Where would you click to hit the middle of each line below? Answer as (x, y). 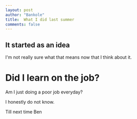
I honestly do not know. (30, 102)
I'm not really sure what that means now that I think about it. (68, 57)
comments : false (23, 24)
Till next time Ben (24, 112)
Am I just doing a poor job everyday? (44, 92)
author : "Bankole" (25, 15)
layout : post (19, 10)
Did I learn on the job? (53, 78)
